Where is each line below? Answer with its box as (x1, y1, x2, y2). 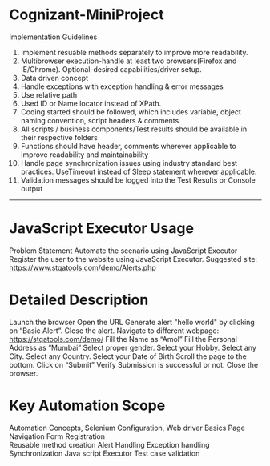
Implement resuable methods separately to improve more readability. (20, 47, 248, 57)
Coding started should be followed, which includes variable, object (20, 106, 241, 117)
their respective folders (20, 132, 99, 142)
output (20, 183, 43, 193)
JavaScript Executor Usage (9, 219, 195, 238)
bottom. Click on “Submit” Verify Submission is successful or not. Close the (9, 360, 259, 369)
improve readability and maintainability (20, 150, 149, 159)
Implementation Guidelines (9, 32, 98, 42)
